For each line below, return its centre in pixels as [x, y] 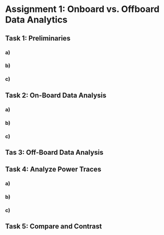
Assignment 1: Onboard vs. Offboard [82, 9]
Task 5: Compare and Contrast [54, 226]
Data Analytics [36, 20]
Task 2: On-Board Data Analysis [56, 95]
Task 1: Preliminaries [38, 38]
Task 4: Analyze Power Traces [53, 169]
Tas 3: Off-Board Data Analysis [54, 152]
